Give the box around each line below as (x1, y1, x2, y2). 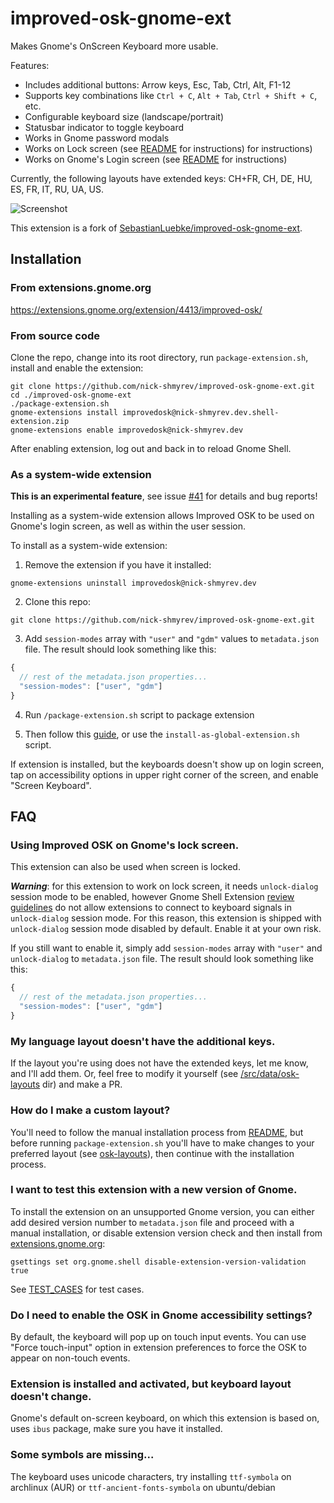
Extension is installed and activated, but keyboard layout (10, 1377, 292, 1391)
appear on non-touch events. (10, 1352, 131, 1364)
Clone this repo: (24, 596, 91, 608)
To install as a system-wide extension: (10, 540, 168, 552)
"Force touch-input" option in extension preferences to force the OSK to (10, 1342, 307, 1354)
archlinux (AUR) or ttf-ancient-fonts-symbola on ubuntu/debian (10, 1481, 276, 1493)
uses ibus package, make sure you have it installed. (10, 1423, 223, 1435)
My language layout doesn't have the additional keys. (10, 1034, 276, 1048)
